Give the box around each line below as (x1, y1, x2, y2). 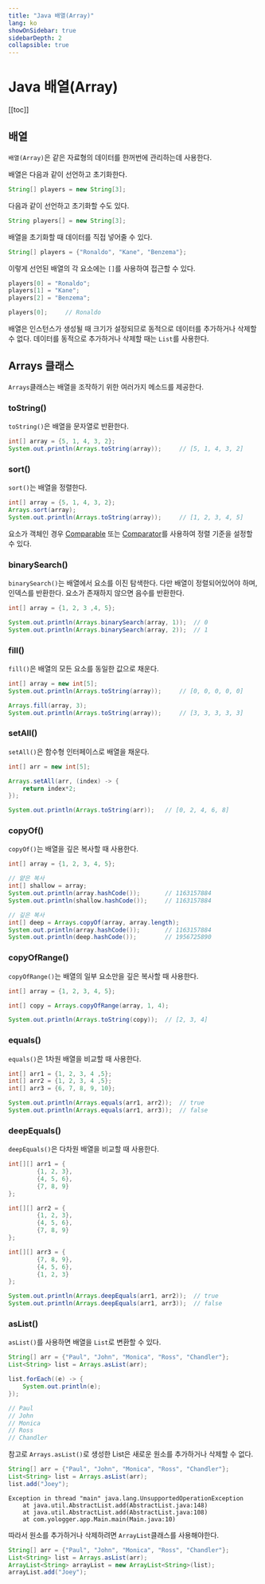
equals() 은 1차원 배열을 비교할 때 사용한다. (8, 1054, 142, 1063)
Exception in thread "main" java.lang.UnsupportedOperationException (8, 1494, 244, 1502)
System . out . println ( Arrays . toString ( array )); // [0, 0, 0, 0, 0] (8, 686, 244, 695)
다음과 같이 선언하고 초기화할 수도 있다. (8, 201, 130, 210)
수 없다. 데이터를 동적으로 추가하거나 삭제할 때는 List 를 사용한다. (8, 334, 209, 343)
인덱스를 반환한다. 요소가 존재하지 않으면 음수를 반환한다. (8, 589, 185, 598)
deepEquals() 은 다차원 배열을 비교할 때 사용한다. (8, 1144, 159, 1154)
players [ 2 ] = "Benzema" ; (8, 294, 91, 303)
